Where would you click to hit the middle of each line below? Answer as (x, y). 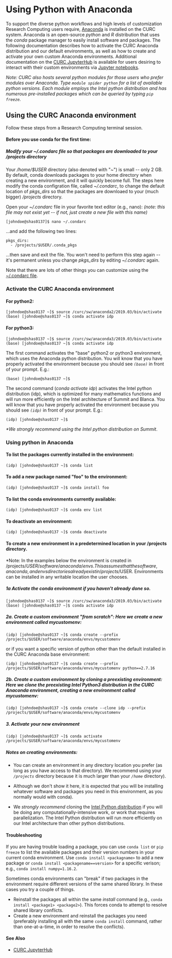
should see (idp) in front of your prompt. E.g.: (54, 410)
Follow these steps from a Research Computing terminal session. (74, 127)
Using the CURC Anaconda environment (71, 115)
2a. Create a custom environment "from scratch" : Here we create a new (84, 617)
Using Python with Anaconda (69, 10)
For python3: (20, 328)
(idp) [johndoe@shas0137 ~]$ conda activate (54, 736)
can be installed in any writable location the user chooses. (67, 577)
